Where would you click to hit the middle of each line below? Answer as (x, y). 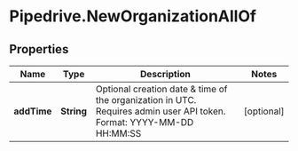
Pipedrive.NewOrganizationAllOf (133, 16)
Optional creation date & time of (161, 89)
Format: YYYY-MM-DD (145, 122)
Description (165, 74)
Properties (39, 49)
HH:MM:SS (118, 133)
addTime (33, 111)
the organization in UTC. (146, 100)
